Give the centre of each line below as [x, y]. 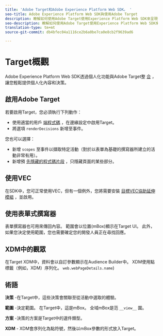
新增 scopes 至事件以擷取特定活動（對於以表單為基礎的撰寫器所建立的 [81, 149]
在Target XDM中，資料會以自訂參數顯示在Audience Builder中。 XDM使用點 [80, 262]
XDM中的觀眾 [25, 249]
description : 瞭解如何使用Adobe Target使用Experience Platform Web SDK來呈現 [81, 19]
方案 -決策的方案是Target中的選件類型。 [45, 318]
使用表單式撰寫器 [31, 214]
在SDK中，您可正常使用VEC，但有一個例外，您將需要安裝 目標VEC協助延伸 [80, 191]
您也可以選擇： [20, 139]
